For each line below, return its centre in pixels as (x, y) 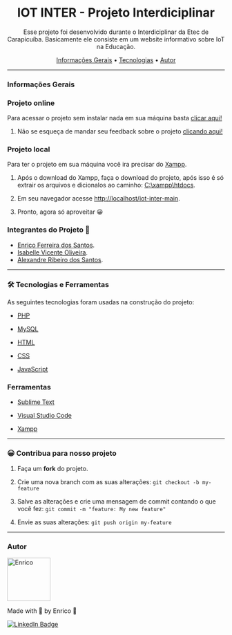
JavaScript (32, 369)
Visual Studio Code (45, 416)
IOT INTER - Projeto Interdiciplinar (116, 13)
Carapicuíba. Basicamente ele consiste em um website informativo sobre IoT (116, 39)
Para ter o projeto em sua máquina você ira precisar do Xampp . (97, 165)
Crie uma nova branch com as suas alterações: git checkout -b (108, 481)
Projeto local (29, 149)
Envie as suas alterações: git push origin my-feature (94, 522)
